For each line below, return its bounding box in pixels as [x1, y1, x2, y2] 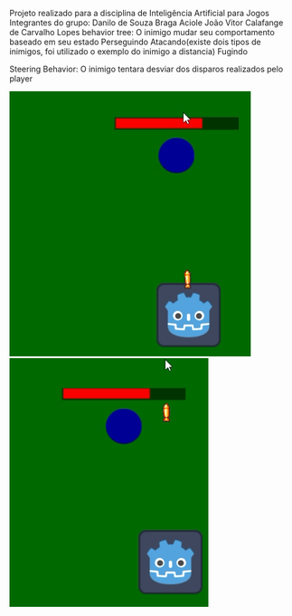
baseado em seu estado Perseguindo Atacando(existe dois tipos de [9, 36, 261, 47]
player [9, 73, 33, 84]
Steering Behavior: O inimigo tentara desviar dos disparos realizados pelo [9, 63, 284, 74]
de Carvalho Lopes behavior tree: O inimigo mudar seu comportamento [9, 27, 276, 37]
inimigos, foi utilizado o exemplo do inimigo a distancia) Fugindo [9, 46, 249, 57]
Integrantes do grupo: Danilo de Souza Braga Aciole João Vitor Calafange [9, 17, 284, 28]
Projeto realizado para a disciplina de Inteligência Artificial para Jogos [9, 8, 269, 18]
